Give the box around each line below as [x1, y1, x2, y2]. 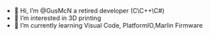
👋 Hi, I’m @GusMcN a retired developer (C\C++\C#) [13, 7, 165, 15]
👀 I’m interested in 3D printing [13, 14, 101, 22]
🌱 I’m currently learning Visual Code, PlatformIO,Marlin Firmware [13, 21, 204, 29]
